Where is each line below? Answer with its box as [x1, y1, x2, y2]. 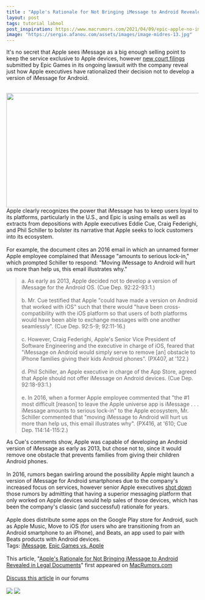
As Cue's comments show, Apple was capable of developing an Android [6, 438, 188, 446]
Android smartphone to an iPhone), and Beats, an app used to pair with [6, 529, 185, 537]
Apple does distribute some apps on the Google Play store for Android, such [6, 516, 198, 524]
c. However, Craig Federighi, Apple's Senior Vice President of [21, 336, 176, 343]
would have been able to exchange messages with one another [21, 316, 181, 323]
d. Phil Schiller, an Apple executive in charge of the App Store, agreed [21, 368, 196, 375]
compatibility [21, 309, 54, 317]
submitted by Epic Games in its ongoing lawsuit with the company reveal [6, 62, 189, 69]
